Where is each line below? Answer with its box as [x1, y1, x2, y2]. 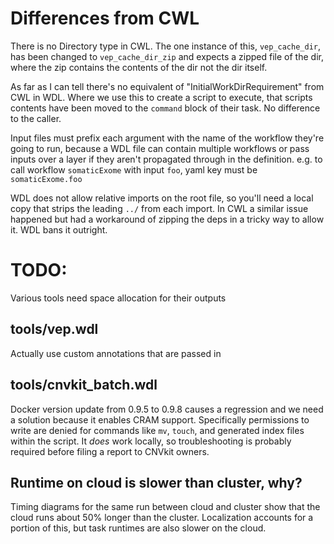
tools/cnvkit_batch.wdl [10, 377, 158, 394]
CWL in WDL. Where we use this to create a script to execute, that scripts [10, 91, 313, 103]
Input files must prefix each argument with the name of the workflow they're [10, 132, 325, 144]
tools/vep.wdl [10, 321, 99, 338]
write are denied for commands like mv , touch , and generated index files [10, 424, 305, 436]
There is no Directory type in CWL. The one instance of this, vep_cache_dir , [10, 40, 322, 52]
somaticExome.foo [10, 174, 83, 184]
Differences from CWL [10, 7, 200, 30]
